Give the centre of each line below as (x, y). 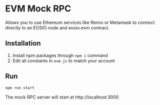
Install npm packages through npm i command (60, 55)
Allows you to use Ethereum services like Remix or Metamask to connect (80, 22)
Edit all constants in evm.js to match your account (63, 61)
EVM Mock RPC (38, 9)
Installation (23, 44)
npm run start (20, 88)
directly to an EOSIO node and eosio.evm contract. (57, 27)
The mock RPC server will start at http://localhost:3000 (62, 97)
